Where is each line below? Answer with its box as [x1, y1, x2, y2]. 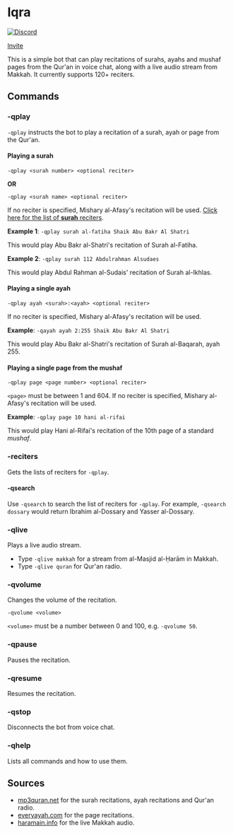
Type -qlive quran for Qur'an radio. [17, 562, 122, 571]
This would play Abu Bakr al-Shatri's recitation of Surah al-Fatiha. [7, 240, 198, 249]
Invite [7, 41, 23, 49]
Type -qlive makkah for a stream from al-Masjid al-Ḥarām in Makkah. [17, 554, 219, 563]
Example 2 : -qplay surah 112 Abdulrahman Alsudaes [7, 254, 160, 262]
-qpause [7, 639, 37, 649]
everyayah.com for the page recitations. [17, 811, 134, 820]
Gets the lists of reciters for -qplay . [7, 467, 109, 476]
